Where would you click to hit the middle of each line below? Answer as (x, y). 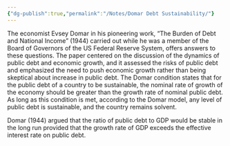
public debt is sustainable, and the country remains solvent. (92, 107)
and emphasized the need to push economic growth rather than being (107, 70)
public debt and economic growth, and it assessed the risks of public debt (113, 62)
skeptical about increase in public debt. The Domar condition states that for (115, 77)
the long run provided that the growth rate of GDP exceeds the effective (109, 127)
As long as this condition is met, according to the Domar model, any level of (115, 99)
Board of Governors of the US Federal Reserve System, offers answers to (112, 48)
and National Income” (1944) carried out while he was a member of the (108, 40)
